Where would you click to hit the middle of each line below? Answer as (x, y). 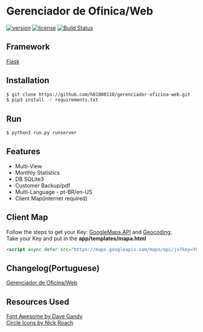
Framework (28, 47)
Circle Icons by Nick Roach (40, 323)
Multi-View (28, 166)
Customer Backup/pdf (43, 185)
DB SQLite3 (29, 179)
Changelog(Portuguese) (53, 268)
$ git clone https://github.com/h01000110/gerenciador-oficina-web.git (98, 94)
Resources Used (38, 301)
